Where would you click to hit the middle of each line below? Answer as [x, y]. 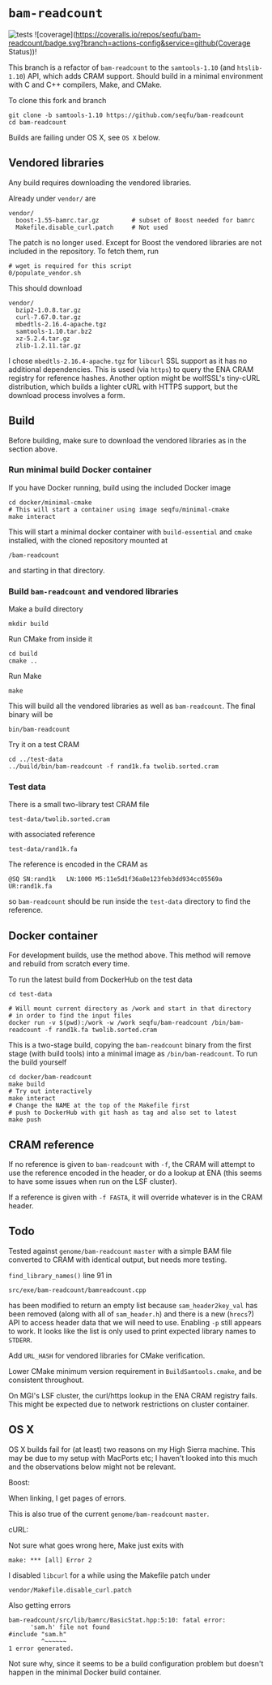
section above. [33, 449]
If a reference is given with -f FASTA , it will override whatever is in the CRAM [136, 1197]
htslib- [250, 68]
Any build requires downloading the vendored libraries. [100, 182]
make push [25, 1120]
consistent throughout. [46, 1380]
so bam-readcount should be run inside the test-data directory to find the [130, 901]
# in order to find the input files [70, 1016]
